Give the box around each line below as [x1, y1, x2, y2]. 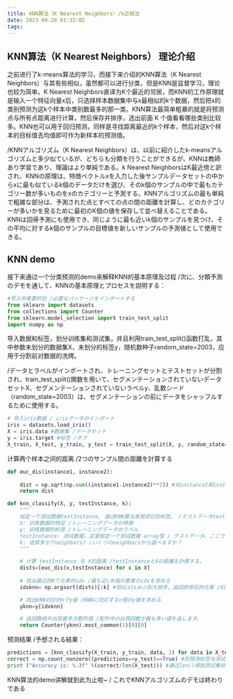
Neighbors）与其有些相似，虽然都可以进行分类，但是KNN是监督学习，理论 [7, 79, 221, 88]
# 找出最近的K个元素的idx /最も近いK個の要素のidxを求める [19, 577, 171, 584]
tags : [7, 23, 23, 30]
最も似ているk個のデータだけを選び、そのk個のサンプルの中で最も [22, 181, 212, 189]
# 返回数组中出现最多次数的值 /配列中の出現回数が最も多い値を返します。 [19, 616, 202, 623]
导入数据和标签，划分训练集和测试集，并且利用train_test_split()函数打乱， [7, 334, 217, 343]
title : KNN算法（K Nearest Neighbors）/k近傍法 [7, 10, 140, 17]
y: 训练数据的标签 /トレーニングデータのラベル [19, 526, 139, 533]
